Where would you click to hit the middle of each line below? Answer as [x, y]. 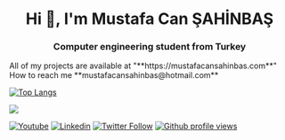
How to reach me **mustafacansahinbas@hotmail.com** [114, 75]
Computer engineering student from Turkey [150, 47]
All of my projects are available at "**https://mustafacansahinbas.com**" [143, 66]
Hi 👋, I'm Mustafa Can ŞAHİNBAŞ [150, 19]
